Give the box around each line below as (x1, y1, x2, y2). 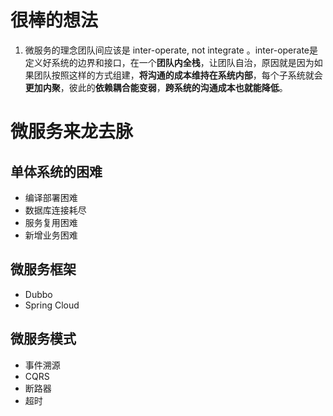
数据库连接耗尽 (24, 204, 87, 216)
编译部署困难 (24, 191, 78, 203)
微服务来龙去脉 (10, 121, 134, 143)
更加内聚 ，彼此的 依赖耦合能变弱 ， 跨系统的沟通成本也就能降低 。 (24, 81, 288, 93)
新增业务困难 (24, 229, 78, 241)
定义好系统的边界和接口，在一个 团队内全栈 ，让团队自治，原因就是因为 (24, 56, 315, 68)
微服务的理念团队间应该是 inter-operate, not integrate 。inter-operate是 (24, 44, 318, 56)
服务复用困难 (24, 216, 78, 228)
